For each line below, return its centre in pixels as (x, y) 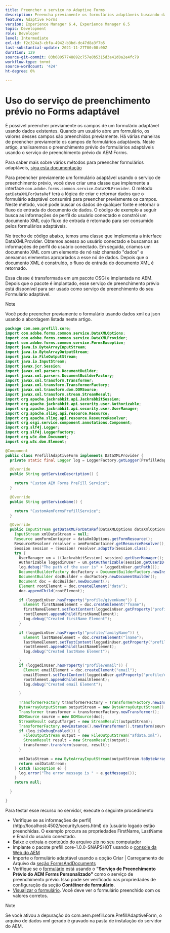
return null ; (28, 782)
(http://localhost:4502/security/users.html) (57, 826)
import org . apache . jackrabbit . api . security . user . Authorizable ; (73, 404)
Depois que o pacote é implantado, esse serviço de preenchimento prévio (82, 283)
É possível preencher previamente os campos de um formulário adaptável (82, 125)
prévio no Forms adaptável (62, 112)
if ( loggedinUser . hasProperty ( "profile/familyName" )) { (79, 633)
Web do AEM (26, 852)
